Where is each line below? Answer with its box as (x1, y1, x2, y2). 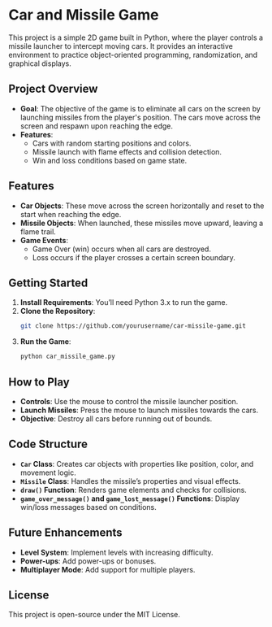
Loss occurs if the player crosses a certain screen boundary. (32, 252, 235, 262)
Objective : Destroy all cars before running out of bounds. (19, 413, 213, 424)
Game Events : (19, 235, 69, 245)
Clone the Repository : (19, 307, 96, 316)
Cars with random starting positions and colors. (32, 138, 192, 148)
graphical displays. (8, 59, 71, 68)
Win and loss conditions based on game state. (32, 155, 188, 165)
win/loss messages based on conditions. (19, 502, 157, 512)
